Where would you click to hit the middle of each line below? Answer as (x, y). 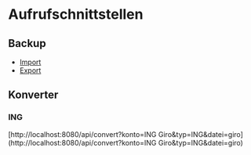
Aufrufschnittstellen (76, 14)
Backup (27, 43)
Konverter (33, 95)
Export (30, 70)
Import (30, 62)
